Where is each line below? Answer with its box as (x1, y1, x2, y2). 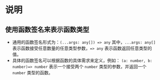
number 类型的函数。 (12, 70, 53, 76)
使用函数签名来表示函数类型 (5, 25, 90, 34)
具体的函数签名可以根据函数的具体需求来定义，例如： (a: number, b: (12, 58, 153, 63)
